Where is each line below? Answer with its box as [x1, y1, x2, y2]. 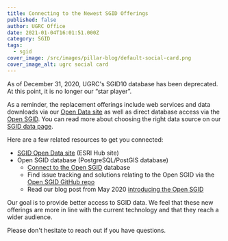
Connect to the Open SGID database [27, 163, 131, 171]
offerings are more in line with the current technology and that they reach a [7, 205, 219, 214]
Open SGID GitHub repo [27, 177, 95, 186]
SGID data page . [7, 122, 53, 130]
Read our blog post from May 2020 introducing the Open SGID [27, 185, 204, 193]
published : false [7, 16, 57, 23]
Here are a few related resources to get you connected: [7, 135, 164, 144]
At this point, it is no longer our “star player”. [7, 87, 132, 95]
